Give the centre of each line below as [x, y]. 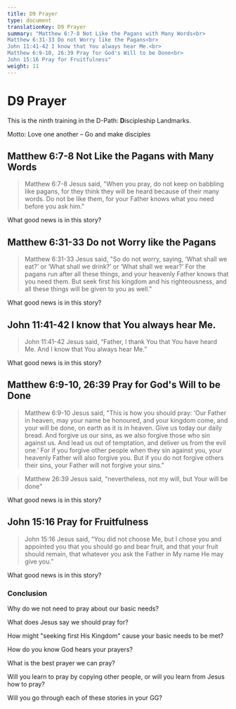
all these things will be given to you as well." [88, 289]
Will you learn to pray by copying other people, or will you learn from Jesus [116, 677]
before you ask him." [54, 206]
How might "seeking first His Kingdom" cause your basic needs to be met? [116, 635]
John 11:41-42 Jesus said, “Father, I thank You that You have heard [121, 341]
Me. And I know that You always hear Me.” [86, 349]
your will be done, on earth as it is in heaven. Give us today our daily [123, 428]
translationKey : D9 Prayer [47, 27]
